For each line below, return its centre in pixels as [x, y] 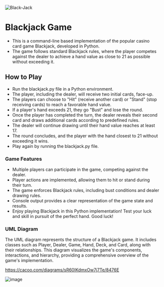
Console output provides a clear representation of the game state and [82, 201]
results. [20, 206]
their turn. [22, 185]
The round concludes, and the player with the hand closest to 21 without [85, 136]
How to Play [24, 77]
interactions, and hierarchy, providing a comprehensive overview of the [77, 255]
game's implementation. [29, 261]
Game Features [24, 159]
